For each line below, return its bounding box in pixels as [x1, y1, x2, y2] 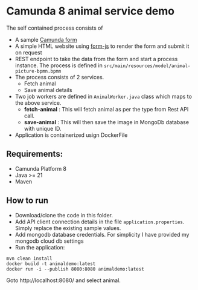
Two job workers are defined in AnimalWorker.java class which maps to [14, 93, 192, 100]
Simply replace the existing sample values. [14, 224, 121, 231]
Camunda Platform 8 [14, 165, 67, 172]
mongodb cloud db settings [14, 237, 84, 245]
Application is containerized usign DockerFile [14, 131, 128, 139]
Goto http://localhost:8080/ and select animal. [6, 277, 121, 284]
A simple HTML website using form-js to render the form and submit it [14, 42, 190, 50]
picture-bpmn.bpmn [14, 68, 62, 74]
